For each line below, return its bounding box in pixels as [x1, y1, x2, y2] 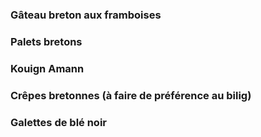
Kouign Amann [10, 61, 85, 75]
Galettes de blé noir [10, 115, 107, 129]
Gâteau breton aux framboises [10, 8, 162, 22]
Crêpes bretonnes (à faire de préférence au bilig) [10, 88, 252, 102]
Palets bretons [10, 34, 83, 48]
